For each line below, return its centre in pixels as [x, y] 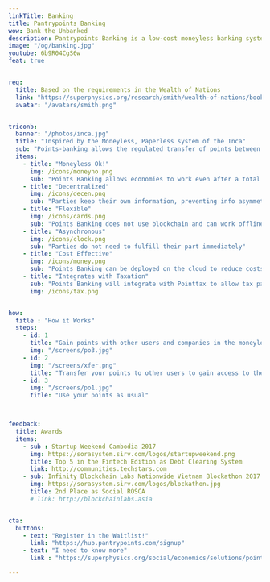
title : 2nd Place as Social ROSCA [88, 492]
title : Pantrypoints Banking [57, 23]
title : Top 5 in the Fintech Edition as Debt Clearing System [136, 461]
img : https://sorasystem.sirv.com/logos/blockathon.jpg [125, 484]
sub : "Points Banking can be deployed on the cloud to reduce [136, 269]
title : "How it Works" [55, 320]
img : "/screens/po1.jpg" [71, 388]
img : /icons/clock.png [67, 239]
